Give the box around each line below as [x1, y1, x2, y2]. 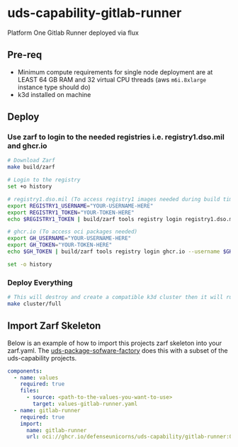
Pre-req [7, 49, 42, 61]
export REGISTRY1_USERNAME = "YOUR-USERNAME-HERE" [7, 202, 154, 210]
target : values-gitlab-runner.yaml [33, 400, 138, 408]
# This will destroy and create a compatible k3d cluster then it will [7, 294, 223, 301]
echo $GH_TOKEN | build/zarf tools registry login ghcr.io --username [7, 248, 220, 256]
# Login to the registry [7, 176, 81, 183]
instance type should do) [17, 83, 91, 91]
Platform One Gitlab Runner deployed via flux [7, 28, 140, 37]
